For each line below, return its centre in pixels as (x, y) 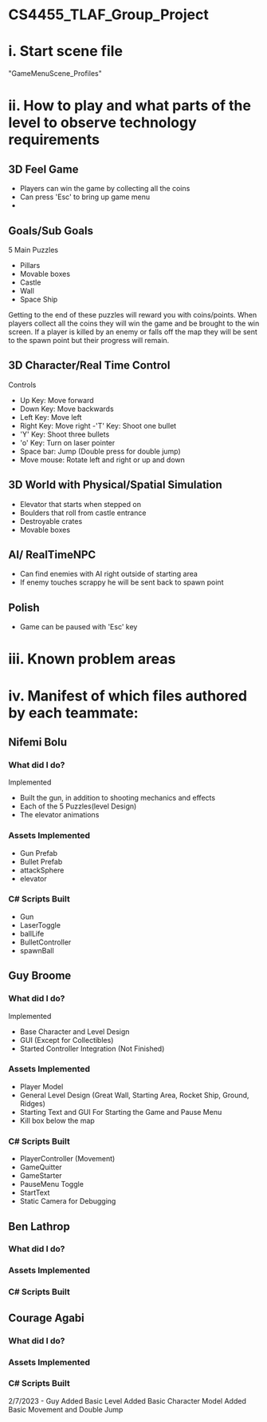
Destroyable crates (51, 521)
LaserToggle (40, 925)
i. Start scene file (66, 52)
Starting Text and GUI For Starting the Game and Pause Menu (121, 1112)
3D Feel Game (43, 169)
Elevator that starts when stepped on (80, 504)
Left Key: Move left (51, 417)
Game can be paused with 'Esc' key (79, 627)
